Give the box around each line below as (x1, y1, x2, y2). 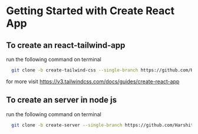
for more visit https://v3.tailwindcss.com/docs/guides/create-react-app (6, 78, 180, 85)
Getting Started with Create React (6, 4, 175, 18)
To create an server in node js (6, 95, 117, 105)
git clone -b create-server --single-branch (11, 122, 123, 128)
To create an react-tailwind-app (6, 40, 126, 50)
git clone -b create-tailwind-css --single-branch (11, 67, 138, 73)
